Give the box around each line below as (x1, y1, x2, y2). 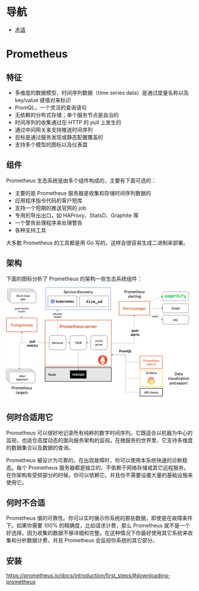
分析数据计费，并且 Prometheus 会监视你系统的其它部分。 (16, 537, 158, 544)
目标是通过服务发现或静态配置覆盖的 (14, 133, 104, 140)
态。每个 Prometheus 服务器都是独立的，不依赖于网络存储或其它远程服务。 (6, 464, 190, 471)
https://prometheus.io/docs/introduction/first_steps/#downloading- (6, 572, 171, 579)
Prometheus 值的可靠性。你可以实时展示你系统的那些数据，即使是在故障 (6, 515, 182, 522)
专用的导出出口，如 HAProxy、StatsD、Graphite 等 (14, 212, 139, 219)
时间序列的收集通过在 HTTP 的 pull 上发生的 (14, 119, 121, 126)
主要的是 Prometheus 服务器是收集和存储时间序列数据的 (14, 189, 152, 196)
